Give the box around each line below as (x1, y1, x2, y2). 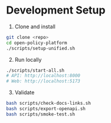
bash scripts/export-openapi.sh (6, 106, 86, 112)
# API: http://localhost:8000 (6, 73, 81, 79)
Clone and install (14, 23, 56, 30)
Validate (14, 89, 35, 96)
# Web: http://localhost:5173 (6, 78, 81, 84)
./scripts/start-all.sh (6, 67, 65, 74)
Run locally (14, 56, 42, 63)
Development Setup (6, 4, 106, 17)
